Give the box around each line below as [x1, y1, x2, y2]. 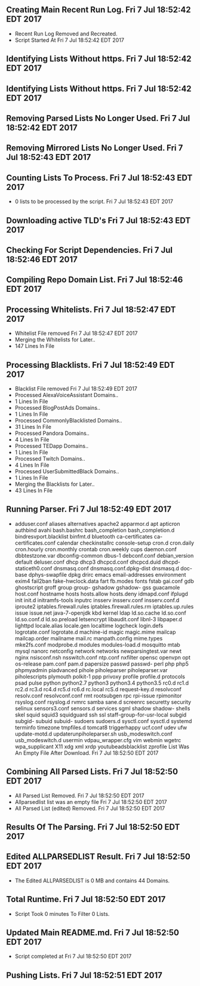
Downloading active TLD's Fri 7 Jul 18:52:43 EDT [6, 215, 191, 225]
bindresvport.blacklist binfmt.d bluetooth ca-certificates [14, 533, 153, 540]
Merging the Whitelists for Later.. [14, 336, 96, 343]
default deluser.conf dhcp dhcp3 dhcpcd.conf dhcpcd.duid [14, 558, 161, 565]
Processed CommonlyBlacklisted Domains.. [14, 416, 122, 424]
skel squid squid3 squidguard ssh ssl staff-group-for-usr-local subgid [14, 711, 187, 718]
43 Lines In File [14, 486, 53, 494]
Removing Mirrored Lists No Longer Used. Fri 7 [6, 143, 183, 153]
